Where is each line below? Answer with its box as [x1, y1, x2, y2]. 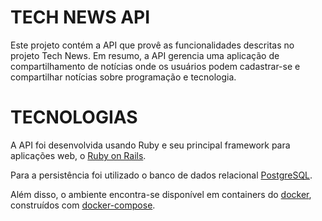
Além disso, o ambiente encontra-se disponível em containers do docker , [10, 188, 312, 200]
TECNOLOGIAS [10, 106, 138, 129]
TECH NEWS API [10, 6, 151, 29]
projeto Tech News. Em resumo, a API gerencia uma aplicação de [10, 49, 280, 61]
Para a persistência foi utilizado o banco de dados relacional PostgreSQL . [10, 169, 313, 181]
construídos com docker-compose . [10, 199, 156, 211]
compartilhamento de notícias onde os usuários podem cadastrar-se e [10, 60, 301, 72]
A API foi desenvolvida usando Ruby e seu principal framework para [10, 139, 291, 151]
